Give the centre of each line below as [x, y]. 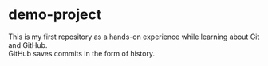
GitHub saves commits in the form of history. [82, 53]
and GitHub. [28, 45]
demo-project [55, 15]
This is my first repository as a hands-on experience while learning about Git [134, 37]
